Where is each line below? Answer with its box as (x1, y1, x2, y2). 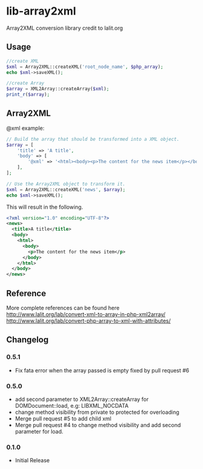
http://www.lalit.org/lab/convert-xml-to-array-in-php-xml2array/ (6, 311, 166, 318)
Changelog (6, 335, 49, 345)
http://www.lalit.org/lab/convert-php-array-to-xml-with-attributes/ (6, 317, 171, 324)
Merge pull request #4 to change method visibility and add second (14, 421, 181, 428)
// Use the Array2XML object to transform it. (6, 181, 126, 187)
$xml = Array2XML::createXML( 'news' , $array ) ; (6, 186, 126, 192)
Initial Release (14, 457, 50, 464)
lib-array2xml (6, 4, 77, 18)
